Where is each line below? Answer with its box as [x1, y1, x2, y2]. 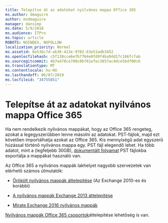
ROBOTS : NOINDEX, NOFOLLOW [5, 40, 62, 45]
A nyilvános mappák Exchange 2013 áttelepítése [12, 192, 113, 198]
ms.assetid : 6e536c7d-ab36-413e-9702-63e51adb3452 [5, 49, 114, 54]
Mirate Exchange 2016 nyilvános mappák [12, 202, 98, 208]
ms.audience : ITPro [5, 31, 46, 36]
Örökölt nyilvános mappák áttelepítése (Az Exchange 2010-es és [12, 177, 147, 183]
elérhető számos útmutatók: [5, 167, 63, 173]
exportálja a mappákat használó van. [5, 152, 81, 158]
